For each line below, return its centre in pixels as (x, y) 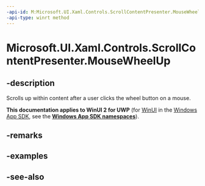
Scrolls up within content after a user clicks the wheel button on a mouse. (99, 98)
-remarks (24, 135)
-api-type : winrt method (38, 18)
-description (31, 83)
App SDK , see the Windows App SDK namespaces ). (73, 116)
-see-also (25, 177)
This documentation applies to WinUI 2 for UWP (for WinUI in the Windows (102, 110)
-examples (27, 156)
